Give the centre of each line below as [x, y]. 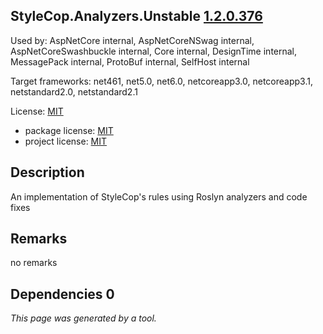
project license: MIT [66, 141]
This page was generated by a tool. [83, 318]
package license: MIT [69, 130]
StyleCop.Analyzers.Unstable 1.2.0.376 [136, 16]
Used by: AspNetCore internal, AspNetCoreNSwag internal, [132, 40]
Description [47, 172]
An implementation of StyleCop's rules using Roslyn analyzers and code [159, 196]
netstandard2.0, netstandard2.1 [74, 91]
